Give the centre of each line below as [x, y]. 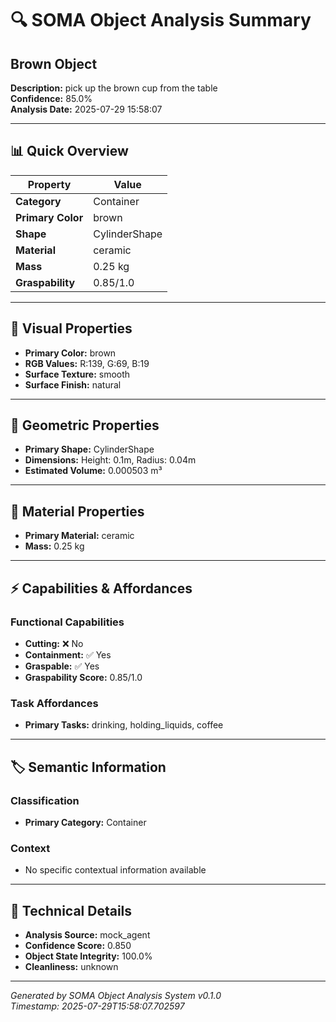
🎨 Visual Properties [71, 328]
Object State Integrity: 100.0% [88, 956]
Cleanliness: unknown [71, 967]
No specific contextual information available [115, 870]
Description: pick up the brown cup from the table [114, 88]
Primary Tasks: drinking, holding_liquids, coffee [124, 725]
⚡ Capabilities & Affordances [101, 588]
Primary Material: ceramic [79, 536]
